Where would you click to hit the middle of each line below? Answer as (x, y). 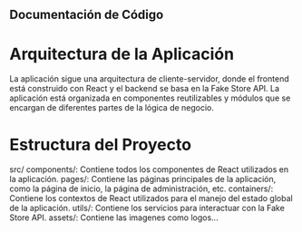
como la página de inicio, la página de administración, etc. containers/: (141, 188)
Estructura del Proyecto (101, 145)
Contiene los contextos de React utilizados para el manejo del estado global (151, 198)
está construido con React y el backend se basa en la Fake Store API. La (144, 89)
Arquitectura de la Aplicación (122, 54)
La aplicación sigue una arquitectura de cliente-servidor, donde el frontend (149, 79)
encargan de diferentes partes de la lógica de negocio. (112, 108)
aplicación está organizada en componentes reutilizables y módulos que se (150, 98)
